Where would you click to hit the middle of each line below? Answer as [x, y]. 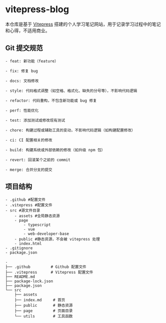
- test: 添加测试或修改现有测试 [35, 120]
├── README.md [20, 277]
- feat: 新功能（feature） [32, 61]
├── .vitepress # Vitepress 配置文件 [49, 272]
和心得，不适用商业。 [27, 30]
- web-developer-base [46, 234]
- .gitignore [19, 248]
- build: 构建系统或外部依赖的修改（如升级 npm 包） [55, 150]
